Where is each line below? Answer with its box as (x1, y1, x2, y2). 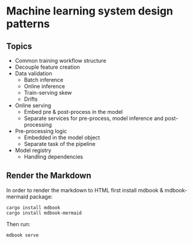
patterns (6, 17, 50, 31)
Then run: (6, 220, 31, 227)
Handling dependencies (23, 153, 83, 160)
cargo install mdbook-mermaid (6, 210, 82, 216)
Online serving (14, 102, 52, 109)
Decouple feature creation (14, 63, 80, 71)
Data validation (14, 70, 52, 77)
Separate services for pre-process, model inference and (23, 115, 164, 122)
